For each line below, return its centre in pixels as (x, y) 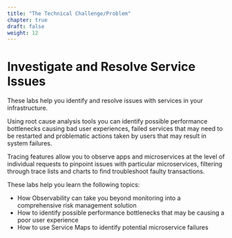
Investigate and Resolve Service (101, 67)
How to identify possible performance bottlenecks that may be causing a (120, 213)
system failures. (30, 143)
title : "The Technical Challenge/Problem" (69, 13)
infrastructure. (28, 108)
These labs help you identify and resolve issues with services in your (105, 101)
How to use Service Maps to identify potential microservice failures (113, 228)
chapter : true (28, 20)
